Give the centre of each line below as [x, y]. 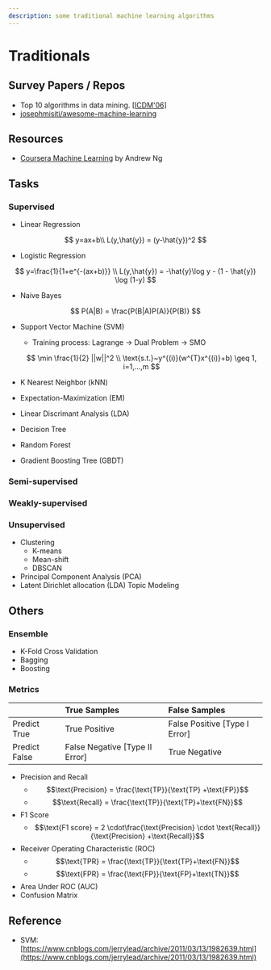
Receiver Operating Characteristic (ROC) [88, 849]
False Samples [197, 710]
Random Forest [45, 445]
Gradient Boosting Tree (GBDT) [72, 460]
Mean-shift [50, 560]
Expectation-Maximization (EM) [72, 398]
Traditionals [49, 55]
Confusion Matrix [49, 895]
